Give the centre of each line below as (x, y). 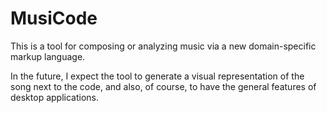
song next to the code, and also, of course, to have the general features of (163, 86)
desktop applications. (54, 97)
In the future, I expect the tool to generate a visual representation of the (157, 76)
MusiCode (54, 18)
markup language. (48, 56)
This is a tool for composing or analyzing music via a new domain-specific (163, 46)
